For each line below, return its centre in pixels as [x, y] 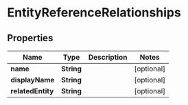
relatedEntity [32, 91]
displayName [33, 80]
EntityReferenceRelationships [94, 13]
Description [108, 57]
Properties [30, 38]
